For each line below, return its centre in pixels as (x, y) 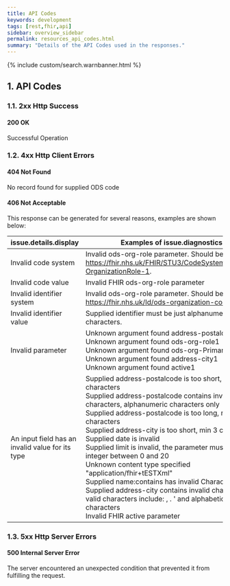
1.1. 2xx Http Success (43, 106)
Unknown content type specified (138, 464)
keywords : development (39, 20)
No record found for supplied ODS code (63, 187)
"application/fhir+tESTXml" (129, 473)
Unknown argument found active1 (140, 367)
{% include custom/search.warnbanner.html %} (74, 65)
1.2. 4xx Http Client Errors (51, 155)
